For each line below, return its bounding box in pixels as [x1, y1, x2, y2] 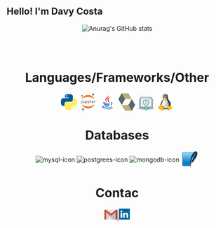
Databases [85, 127, 149, 143]
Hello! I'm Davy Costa [6, 6, 103, 17]
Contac [95, 185, 140, 201]
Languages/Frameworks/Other [25, 70, 210, 85]
